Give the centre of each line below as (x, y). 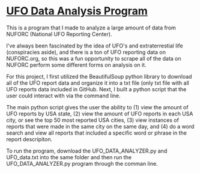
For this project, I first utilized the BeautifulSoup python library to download (99, 76)
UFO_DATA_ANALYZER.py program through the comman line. (82, 163)
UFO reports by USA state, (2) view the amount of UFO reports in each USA (100, 114)
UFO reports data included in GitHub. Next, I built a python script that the (96, 89)
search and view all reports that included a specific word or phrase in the (97, 133)
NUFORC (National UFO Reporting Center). (59, 34)
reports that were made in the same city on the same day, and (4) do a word (100, 126)
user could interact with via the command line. (63, 96)
